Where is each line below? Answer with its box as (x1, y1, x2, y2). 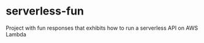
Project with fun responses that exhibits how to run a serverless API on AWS (6, 24, 198, 31)
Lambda (6, 30, 27, 38)
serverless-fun (6, 4, 84, 18)
